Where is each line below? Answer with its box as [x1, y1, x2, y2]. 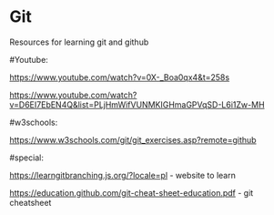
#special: [9, 152, 44, 163]
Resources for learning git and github [9, 36, 149, 47]
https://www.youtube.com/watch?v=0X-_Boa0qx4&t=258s [9, 71, 230, 83]
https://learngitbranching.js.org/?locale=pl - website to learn [9, 169, 237, 180]
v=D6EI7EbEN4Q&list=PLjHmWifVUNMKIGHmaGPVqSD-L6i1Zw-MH [9, 98, 266, 110]
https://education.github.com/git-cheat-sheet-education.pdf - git [9, 187, 254, 198]
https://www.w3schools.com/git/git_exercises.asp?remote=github [9, 134, 257, 145]
